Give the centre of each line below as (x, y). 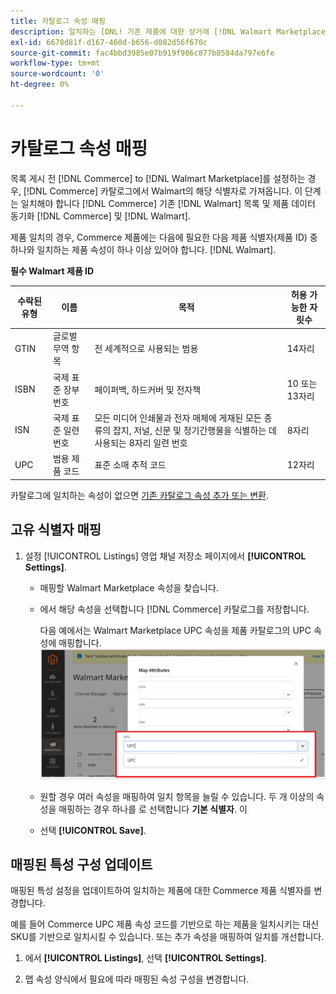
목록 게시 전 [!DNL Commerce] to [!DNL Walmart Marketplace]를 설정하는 (158, 178)
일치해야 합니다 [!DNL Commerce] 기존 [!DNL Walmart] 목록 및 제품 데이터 (168, 203)
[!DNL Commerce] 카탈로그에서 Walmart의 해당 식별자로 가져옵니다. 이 (163, 191)
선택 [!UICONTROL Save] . (93, 830)
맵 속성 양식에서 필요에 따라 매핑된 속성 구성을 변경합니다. (137, 979)
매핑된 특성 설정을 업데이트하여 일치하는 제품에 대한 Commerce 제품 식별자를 (161, 891)
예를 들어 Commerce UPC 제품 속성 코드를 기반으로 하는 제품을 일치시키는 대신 (165, 924)
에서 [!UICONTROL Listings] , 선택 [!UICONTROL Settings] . (145, 958)
